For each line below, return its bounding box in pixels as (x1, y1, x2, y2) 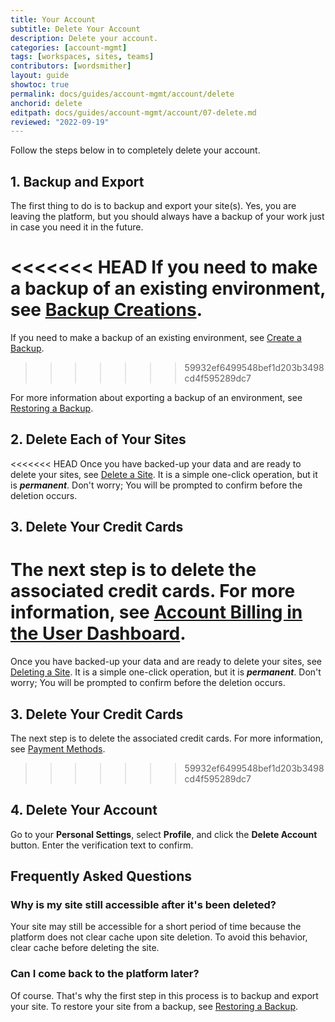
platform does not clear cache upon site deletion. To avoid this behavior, (10, 931, 308, 943)
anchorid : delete (10, 98, 83, 108)
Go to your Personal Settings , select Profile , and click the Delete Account (10, 828, 318, 840)
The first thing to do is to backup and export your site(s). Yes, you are (10, 200, 297, 212)
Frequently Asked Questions (10, 868, 193, 885)
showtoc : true (10, 80, 70, 90)
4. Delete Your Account (10, 802, 158, 819)
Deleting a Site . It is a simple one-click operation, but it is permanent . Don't (10, 666, 322, 678)
